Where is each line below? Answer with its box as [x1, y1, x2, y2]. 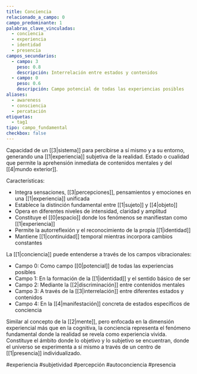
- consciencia [11, 102, 46, 109]
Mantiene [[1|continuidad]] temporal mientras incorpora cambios [14, 232, 173, 240]
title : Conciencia [6, 8, 52, 15]
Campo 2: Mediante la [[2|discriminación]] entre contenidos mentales [14, 281, 185, 288]
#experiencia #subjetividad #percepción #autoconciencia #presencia [6, 361, 176, 368]
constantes [14, 239, 43, 246]
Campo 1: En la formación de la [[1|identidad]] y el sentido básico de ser [14, 275, 191, 282]
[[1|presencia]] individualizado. [6, 349, 82, 357]
